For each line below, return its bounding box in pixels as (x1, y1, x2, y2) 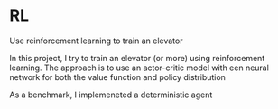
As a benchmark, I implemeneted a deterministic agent (9, 89, 213, 100)
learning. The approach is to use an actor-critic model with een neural (9, 62, 269, 73)
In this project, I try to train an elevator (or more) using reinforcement (9, 52, 265, 63)
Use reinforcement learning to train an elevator (9, 35, 183, 46)
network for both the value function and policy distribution (9, 71, 226, 82)
